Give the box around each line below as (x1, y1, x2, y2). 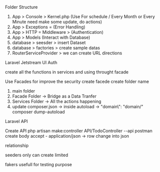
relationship (5, 143, 29, 148)
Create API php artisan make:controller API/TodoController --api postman (5, 128, 153, 134)
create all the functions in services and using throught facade (5, 69, 129, 75)
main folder (12, 88, 36, 94)
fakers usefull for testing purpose (5, 162, 72, 167)
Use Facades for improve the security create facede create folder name (5, 78, 149, 84)
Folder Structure (5, 4, 38, 10)
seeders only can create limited (5, 152, 68, 158)
